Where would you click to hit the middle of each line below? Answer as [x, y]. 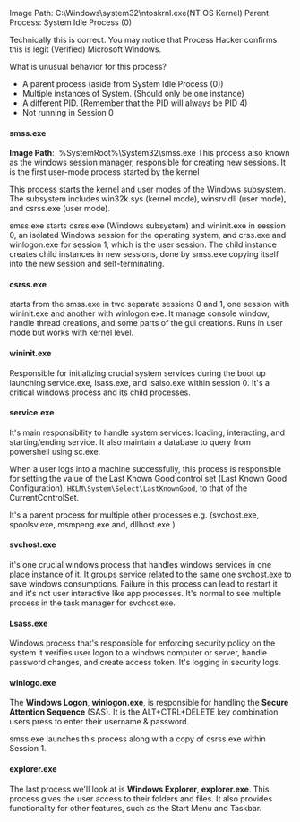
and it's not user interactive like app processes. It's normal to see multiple [146, 594]
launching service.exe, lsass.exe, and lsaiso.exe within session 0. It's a [140, 382]
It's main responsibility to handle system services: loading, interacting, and [147, 432]
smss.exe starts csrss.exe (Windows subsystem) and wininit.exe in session [148, 226]
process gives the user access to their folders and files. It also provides [141, 798]
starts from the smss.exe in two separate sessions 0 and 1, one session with [149, 304]
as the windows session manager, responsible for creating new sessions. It [148, 163]
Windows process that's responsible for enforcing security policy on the [142, 643]
